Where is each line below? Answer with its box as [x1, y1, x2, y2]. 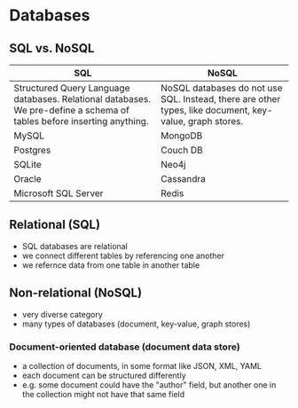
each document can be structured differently [21, 370, 186, 381]
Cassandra [161, 173, 207, 184]
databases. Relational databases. [13, 93, 151, 105]
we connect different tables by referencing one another [21, 250, 224, 261]
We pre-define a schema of [13, 104, 130, 116]
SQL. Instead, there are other [161, 93, 281, 105]
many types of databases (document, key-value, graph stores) [21, 318, 251, 329]
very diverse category [21, 309, 104, 319]
